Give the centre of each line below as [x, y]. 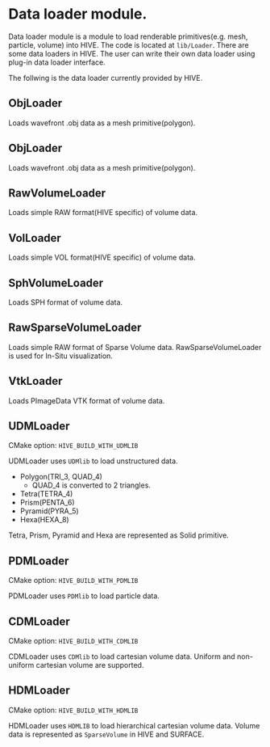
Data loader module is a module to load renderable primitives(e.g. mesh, [128, 36]
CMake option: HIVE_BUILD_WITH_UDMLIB [73, 445]
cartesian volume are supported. [90, 665]
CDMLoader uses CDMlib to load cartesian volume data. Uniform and [122, 656]
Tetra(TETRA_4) [46, 494]
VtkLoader [35, 381]
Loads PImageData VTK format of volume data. [87, 400]
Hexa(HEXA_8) [45, 520]
